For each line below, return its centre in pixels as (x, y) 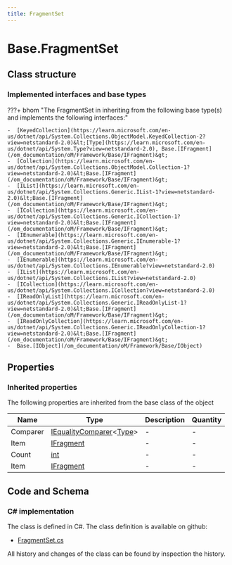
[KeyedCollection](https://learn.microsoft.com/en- (94, 130)
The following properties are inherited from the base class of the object (111, 402)
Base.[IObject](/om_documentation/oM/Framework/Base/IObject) (109, 345)
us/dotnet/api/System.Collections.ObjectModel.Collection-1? (99, 167)
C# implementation (41, 511)
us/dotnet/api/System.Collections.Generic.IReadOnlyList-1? (97, 303)
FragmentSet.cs (40, 540)
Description (165, 420)
